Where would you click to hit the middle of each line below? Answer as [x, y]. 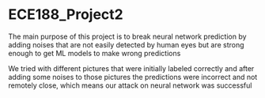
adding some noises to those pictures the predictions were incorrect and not [133, 77]
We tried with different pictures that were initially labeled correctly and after [131, 68]
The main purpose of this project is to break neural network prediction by [127, 36]
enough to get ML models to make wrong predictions [95, 53]
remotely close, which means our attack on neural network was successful [130, 85]
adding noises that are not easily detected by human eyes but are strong [126, 44]
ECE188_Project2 [66, 15]
